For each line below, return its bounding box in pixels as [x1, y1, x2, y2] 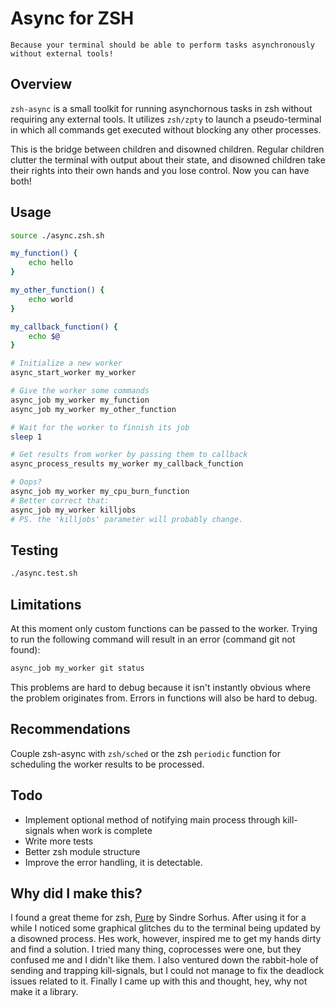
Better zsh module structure [24, 845, 141, 857]
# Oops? [10, 477, 43, 487]
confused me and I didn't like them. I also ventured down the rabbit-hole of [10, 954, 319, 966]
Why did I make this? [10, 885, 143, 902]
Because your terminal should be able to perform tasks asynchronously [10, 40, 315, 50]
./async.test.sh [10, 568, 78, 579]
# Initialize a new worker [10, 358, 123, 369]
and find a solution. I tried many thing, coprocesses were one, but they [10, 943, 302, 956]
